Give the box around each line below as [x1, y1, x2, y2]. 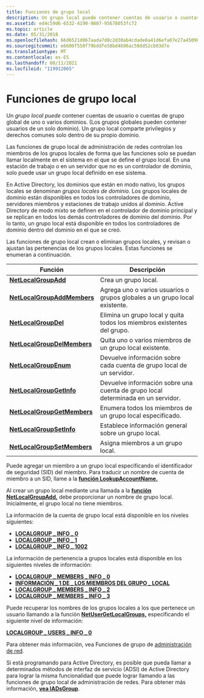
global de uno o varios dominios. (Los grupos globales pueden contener [6, 118, 187, 126]
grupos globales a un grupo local [100, 293, 194, 302]
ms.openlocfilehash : [6, 37, 59, 43]
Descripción [129, 266, 166, 274]
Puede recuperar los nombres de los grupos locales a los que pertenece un [6, 604, 195, 611]
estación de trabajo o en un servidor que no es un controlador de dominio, [6, 163, 192, 170]
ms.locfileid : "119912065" [6, 65, 75, 72]
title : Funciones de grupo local [6, 9, 91, 15]
